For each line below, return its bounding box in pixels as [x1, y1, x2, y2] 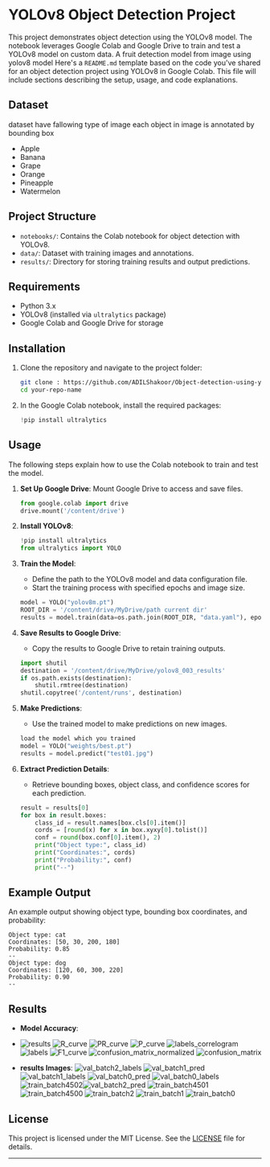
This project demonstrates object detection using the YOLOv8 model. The [8, 32, 253, 42]
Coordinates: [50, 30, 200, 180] [8, 938, 121, 946]
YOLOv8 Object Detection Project [8, 6, 236, 24]
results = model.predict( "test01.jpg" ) [19, 749, 154, 757]
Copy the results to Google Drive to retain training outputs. [31, 643, 226, 653]
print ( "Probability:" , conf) [35, 856, 133, 864]
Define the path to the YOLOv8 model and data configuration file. [31, 575, 247, 584]
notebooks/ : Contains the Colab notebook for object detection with [19, 231, 240, 240]
